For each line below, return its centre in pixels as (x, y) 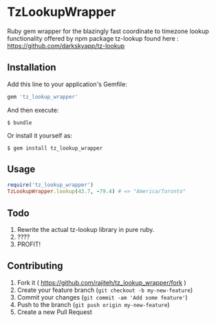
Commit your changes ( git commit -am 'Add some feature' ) (102, 297)
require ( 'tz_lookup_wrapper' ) (51, 185)
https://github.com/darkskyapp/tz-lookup (66, 46)
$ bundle (20, 123)
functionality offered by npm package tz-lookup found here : (93, 38)
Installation (32, 67)
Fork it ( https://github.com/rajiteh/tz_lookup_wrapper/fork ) (102, 282)
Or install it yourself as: (40, 135)
